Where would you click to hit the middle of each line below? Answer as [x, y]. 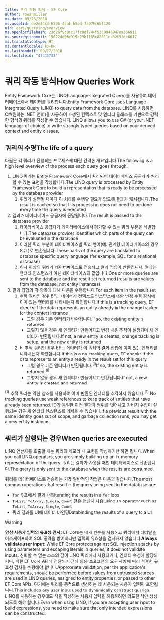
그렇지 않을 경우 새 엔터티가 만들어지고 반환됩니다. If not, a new [87, 378]
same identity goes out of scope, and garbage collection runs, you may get [81, 416]
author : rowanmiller [26, 14]
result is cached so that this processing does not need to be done [86, 205]
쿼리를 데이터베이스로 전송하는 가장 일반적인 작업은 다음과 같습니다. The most [79, 479]
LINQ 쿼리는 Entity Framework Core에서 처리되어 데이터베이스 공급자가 [81, 176]
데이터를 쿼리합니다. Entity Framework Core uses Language [88, 102]
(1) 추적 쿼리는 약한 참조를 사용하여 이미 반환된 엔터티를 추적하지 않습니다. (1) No [81, 393]
